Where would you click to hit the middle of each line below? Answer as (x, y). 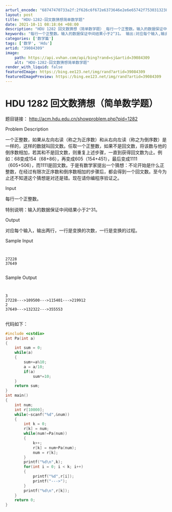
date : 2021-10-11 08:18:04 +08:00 (42, 24)
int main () (17, 396)
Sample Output (21, 278)
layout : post (19, 15)
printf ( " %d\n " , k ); (43, 462)
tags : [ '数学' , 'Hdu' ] (29, 44)
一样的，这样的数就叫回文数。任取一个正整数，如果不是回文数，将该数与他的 (86, 146)
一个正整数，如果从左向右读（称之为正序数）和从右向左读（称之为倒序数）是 (86, 139)
